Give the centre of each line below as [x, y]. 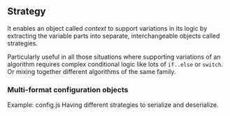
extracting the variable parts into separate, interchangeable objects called [114, 36]
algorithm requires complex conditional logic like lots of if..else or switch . [115, 64]
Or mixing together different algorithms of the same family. [92, 71]
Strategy [27, 12]
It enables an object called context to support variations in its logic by [107, 28]
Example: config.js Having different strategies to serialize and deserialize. [113, 105]
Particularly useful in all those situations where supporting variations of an [114, 57]
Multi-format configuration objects [68, 89]
